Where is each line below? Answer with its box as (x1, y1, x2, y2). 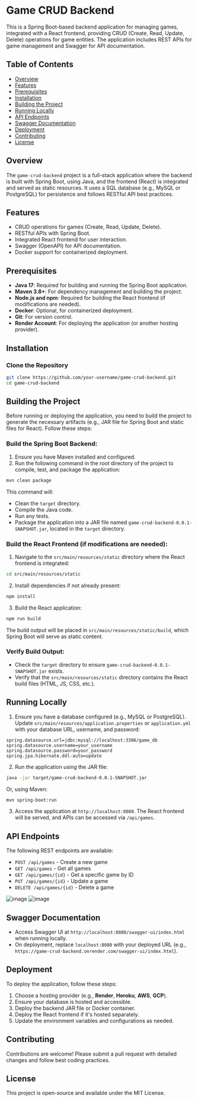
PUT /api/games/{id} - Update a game (14, 878, 108, 885)
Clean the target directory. (14, 500, 81, 507)
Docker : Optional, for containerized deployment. (14, 307, 133, 314)
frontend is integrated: (14, 560, 69, 567)
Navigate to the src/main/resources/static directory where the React (14, 553, 185, 560)
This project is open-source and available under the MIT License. (6, 1090, 165, 1097)
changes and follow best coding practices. (6, 1056, 110, 1063)
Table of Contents (6, 59, 74, 70)
